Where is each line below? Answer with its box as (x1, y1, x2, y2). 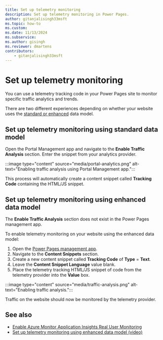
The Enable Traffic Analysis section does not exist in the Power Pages (5, 216, 149, 222)
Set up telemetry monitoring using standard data (5, 125, 158, 133)
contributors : (5, 48, 35, 53)
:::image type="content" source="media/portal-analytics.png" (5, 161, 131, 167)
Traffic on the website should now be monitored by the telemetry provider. (5, 296, 157, 302)
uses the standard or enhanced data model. (5, 111, 94, 117)
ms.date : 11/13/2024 (5, 30, 48, 35)
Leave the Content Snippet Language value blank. (12, 261, 116, 267)
